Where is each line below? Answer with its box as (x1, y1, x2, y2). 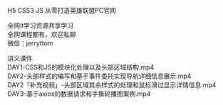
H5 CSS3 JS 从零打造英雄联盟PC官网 (7, 6, 116, 14)
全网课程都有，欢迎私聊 (7, 31, 76, 38)
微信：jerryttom (7, 39, 53, 48)
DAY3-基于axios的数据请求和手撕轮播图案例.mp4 (7, 89, 151, 98)
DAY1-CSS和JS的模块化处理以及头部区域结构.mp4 (7, 63, 155, 71)
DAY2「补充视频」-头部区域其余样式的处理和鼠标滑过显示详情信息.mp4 (7, 81, 217, 89)
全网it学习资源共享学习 (7, 21, 73, 30)
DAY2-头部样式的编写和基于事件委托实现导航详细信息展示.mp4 (7, 72, 192, 80)
